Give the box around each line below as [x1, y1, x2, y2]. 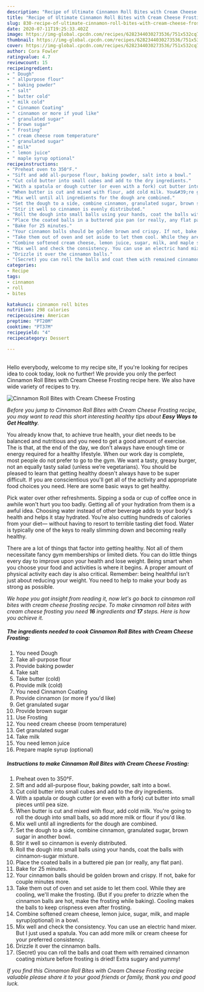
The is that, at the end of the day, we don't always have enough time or [7, 443, 184, 451]
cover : [7, 43, 24, 49]
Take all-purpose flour [15, 656, 71, 663]
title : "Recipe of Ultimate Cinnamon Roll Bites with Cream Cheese [7, 15, 181, 21]
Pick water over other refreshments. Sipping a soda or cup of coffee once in [7, 494, 197, 501]
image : [7, 31, 24, 38]
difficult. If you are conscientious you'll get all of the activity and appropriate [7, 476, 197, 483]
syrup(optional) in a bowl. [15, 917, 80, 924]
